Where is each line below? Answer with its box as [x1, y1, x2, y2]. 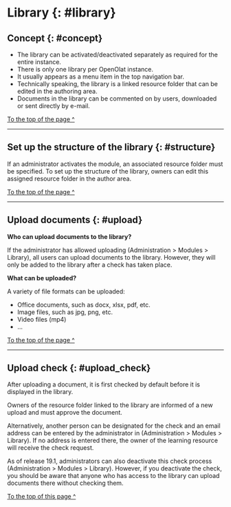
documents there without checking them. [7, 479, 124, 487]
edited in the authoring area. [16, 87, 98, 95]
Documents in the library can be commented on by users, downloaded [16, 94, 217, 103]
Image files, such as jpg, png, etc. [16, 308, 113, 316]
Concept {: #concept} [7, 32, 103, 44]
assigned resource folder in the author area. [7, 174, 132, 183]
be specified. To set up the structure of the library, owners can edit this [7, 167, 208, 175]
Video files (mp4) [16, 315, 67, 323]
